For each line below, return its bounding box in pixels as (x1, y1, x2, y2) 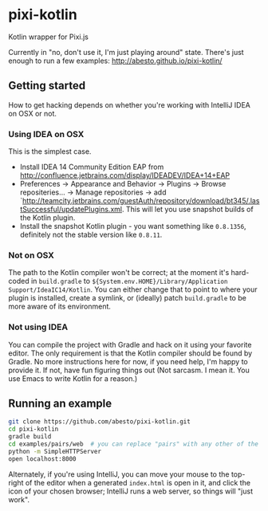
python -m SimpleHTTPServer (8, 447, 102, 455)
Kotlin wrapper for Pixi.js (8, 32, 89, 41)
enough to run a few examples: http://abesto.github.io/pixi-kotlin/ (8, 56, 223, 65)
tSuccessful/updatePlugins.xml (19, 205, 122, 214)
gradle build (8, 433, 52, 441)
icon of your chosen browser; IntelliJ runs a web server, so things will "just (8, 486, 254, 496)
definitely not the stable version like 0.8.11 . (19, 230, 163, 240)
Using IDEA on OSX (8, 128, 85, 140)
